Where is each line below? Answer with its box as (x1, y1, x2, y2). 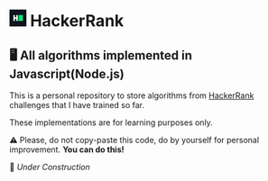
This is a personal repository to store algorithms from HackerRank (9, 90, 254, 101)
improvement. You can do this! (9, 144, 125, 155)
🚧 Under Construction (9, 162, 90, 172)
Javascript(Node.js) (9, 66, 125, 81)
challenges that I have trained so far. (9, 100, 145, 110)
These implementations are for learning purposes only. (9, 117, 214, 128)
